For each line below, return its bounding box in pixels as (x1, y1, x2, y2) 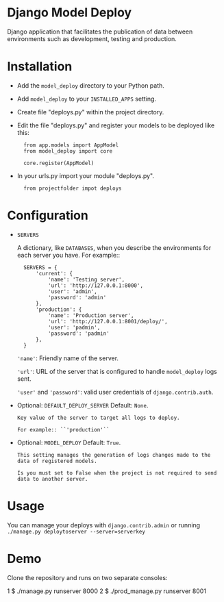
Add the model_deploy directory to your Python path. (16, 81, 164, 90)
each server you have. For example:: (16, 251, 121, 259)
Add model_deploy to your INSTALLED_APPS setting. (16, 95, 156, 103)
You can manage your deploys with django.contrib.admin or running (7, 521, 201, 529)
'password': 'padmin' (47, 330, 110, 337)
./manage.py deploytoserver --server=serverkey (7, 528, 146, 535)
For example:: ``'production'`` (16, 426, 110, 433)
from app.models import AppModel (23, 142, 119, 149)
